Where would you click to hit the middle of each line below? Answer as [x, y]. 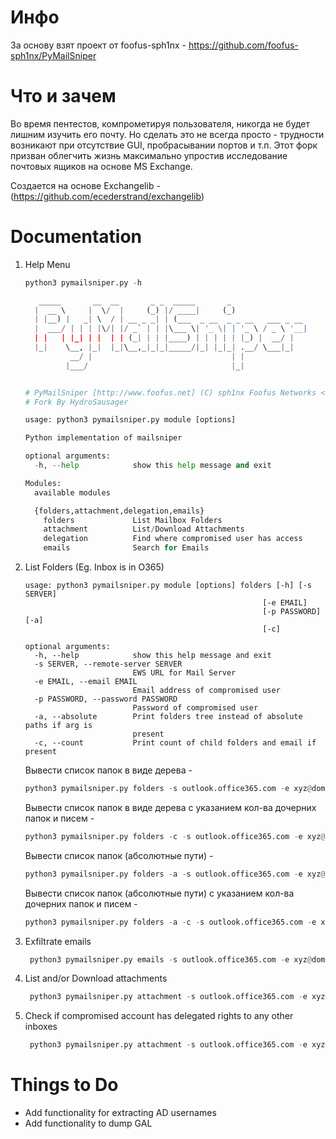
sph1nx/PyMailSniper [53, 55]
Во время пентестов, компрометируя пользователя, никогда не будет [160, 123]
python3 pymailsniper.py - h [83, 282]
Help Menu [47, 264]
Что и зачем [63, 96]
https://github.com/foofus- [243, 45]
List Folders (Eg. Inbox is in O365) [94, 567]
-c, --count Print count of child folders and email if [175, 743]
